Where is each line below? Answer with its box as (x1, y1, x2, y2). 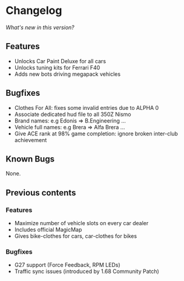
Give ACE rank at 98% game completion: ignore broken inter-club (14, 130, 178, 137)
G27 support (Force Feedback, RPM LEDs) (14, 262, 120, 269)
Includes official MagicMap (14, 226, 82, 234)
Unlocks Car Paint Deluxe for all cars (14, 57, 107, 64)
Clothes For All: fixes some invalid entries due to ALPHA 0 (14, 104, 159, 111)
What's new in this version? (5, 24, 75, 31)
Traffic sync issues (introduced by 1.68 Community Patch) (14, 268, 160, 275)
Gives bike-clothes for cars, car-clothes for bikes (14, 232, 137, 240)
